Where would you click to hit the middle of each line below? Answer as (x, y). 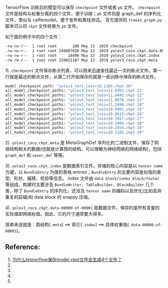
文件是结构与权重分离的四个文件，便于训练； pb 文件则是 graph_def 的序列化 (83, 13)
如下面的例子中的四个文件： (34, 37)
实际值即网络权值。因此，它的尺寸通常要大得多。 (55, 214)
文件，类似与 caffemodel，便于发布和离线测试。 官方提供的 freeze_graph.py (84, 20)
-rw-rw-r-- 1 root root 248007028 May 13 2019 (57, 51)
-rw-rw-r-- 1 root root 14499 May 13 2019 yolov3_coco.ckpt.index (82, 55)
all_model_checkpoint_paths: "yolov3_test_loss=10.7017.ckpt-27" (74, 118)
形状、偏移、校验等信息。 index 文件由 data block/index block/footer (87, 178)
